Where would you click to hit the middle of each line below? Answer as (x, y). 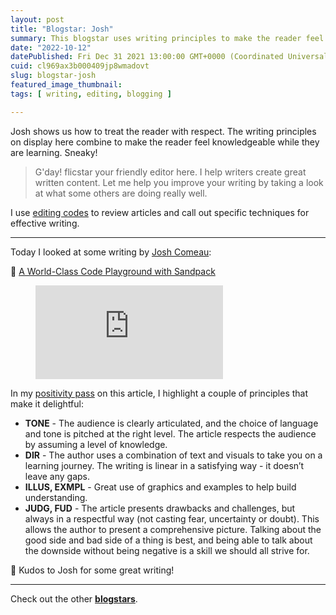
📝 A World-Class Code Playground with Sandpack (113, 271)
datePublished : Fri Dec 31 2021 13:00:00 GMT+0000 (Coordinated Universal (169, 57)
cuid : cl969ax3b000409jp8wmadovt (80, 66)
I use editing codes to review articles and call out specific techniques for (160, 212)
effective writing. (45, 223)
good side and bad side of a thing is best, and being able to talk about (168, 540)
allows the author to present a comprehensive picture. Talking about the (173, 529)
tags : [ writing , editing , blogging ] (91, 94)
